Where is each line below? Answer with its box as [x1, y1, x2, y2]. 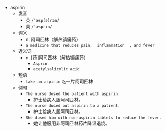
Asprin [33, 61, 48, 66]
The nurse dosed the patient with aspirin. [25, 91, 120, 97]
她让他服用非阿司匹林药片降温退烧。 [33, 120, 110, 126]
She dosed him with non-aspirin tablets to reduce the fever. [25, 115, 162, 120]
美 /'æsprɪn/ [25, 23, 52, 29]
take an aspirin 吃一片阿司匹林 [25, 78, 94, 84]
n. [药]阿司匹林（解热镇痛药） [25, 54, 88, 61]
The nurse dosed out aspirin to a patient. [25, 103, 120, 108]
